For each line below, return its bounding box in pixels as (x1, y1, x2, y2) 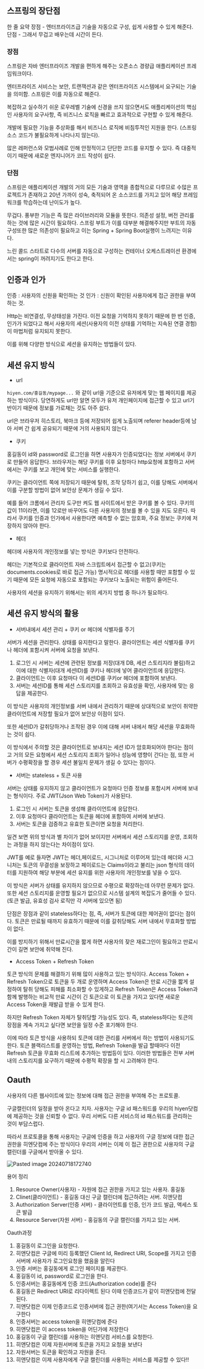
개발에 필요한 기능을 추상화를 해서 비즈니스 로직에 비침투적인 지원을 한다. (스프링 (7, 124, 197, 131)
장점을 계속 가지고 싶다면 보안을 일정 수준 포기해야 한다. (7, 1021, 138, 1029)
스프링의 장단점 (7, 5, 61, 16)
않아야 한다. (22, 522, 51, 529)
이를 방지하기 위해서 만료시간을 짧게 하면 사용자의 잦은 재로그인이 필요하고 (7, 938, 182, 945)
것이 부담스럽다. (7, 1120, 45, 1127)
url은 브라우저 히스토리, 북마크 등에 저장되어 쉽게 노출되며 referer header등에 (7, 417, 191, 424)
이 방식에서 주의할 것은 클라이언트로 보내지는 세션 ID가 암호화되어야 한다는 (7, 743, 183, 751)
